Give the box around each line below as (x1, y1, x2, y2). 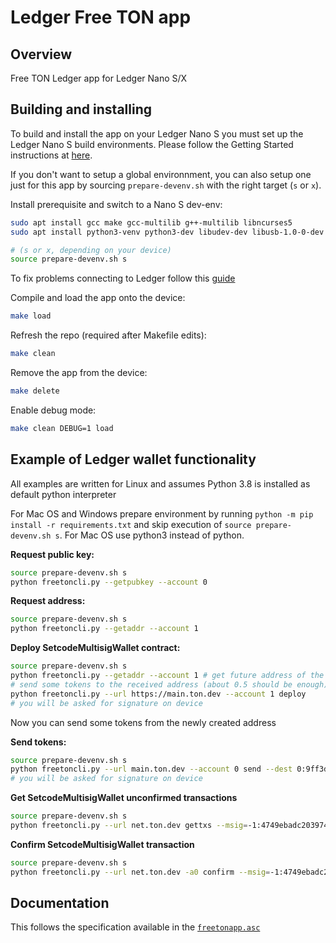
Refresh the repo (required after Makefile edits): (10, 329, 207, 341)
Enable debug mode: (10, 404, 97, 416)
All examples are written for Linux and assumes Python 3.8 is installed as (10, 477, 311, 490)
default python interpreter (10, 488, 117, 500)
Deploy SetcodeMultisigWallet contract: (10, 642, 181, 654)
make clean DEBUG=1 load (10, 423, 114, 433)
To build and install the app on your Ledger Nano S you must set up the (10, 127, 304, 140)
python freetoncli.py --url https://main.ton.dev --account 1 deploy (10, 689, 307, 699)
